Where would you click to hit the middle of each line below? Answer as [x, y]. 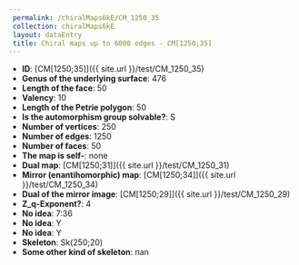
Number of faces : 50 [61, 146]
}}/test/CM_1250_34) [60, 185]
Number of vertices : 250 [69, 127]
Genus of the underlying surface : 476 [94, 79]
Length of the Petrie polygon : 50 [84, 108]
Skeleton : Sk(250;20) [62, 242]
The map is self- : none [65, 156]
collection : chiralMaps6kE [64, 26]
